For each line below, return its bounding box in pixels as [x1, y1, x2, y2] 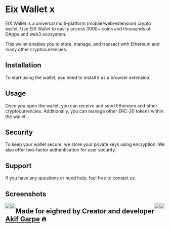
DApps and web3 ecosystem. [5, 31, 67, 37]
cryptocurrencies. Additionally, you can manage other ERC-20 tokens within [5, 108, 163, 114]
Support [5, 161, 32, 170]
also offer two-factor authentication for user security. [5, 147, 116, 153]
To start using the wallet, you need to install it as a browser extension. [5, 74, 151, 81]
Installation [5, 61, 41, 69]
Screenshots [5, 189, 47, 198]
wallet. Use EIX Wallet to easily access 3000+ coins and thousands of [5, 25, 151, 31]
